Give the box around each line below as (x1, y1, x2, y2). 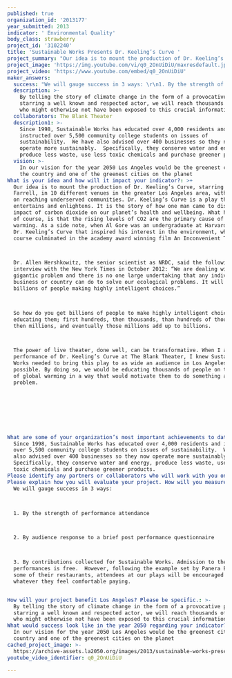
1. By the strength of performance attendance (13, 510, 150, 516)
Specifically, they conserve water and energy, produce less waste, (13, 460, 215, 467)
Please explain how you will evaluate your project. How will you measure (7, 478, 227, 485)
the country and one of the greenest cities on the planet (19, 171, 193, 177)
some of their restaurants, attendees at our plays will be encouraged (13, 572, 224, 579)
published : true (7, 10, 54, 17)
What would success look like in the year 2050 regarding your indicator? (7, 622, 227, 629)
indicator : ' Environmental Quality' (7, 29, 116, 37)
